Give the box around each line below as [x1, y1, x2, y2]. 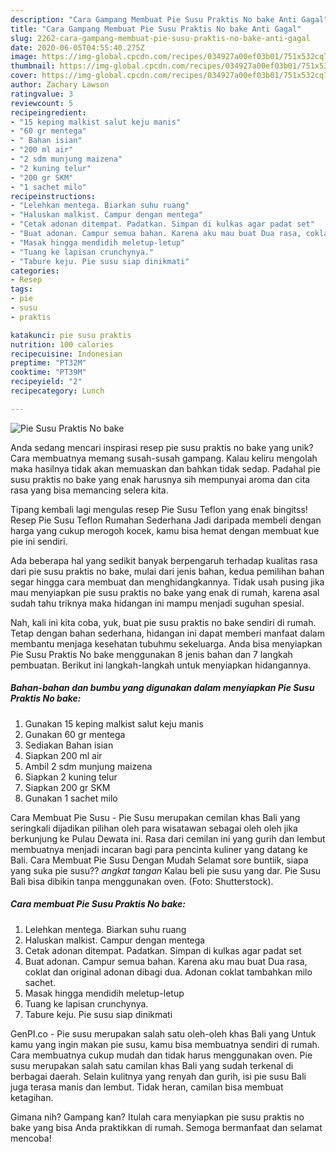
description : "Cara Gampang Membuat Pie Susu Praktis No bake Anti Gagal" [10, 14, 329, 25]
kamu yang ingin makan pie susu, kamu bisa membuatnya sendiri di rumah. [10, 1038, 320, 1050]
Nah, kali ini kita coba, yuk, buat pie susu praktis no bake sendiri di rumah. [10, 616, 317, 628]
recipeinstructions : [10, 191, 97, 201]
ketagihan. [10, 1091, 54, 1103]
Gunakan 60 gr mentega [24, 728, 126, 740]
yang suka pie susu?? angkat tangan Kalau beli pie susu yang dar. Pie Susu [10, 864, 322, 876]
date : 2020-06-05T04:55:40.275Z [10, 42, 145, 53]
